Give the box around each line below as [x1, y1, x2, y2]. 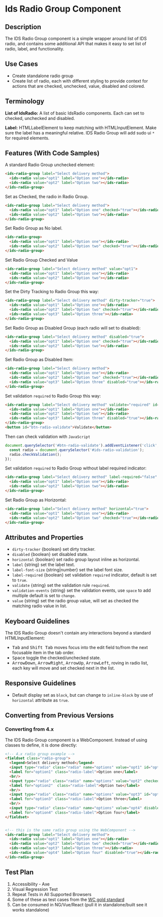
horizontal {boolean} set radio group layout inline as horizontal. [12, 557, 140, 563]
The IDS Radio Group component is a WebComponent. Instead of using [5, 737, 147, 743]
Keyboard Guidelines [5, 617, 70, 625]
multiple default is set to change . [12, 593, 76, 599]
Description [5, 23, 41, 31]
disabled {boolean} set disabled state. [12, 551, 89, 557]
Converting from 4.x [5, 726, 54, 733]
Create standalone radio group [12, 73, 74, 79]
